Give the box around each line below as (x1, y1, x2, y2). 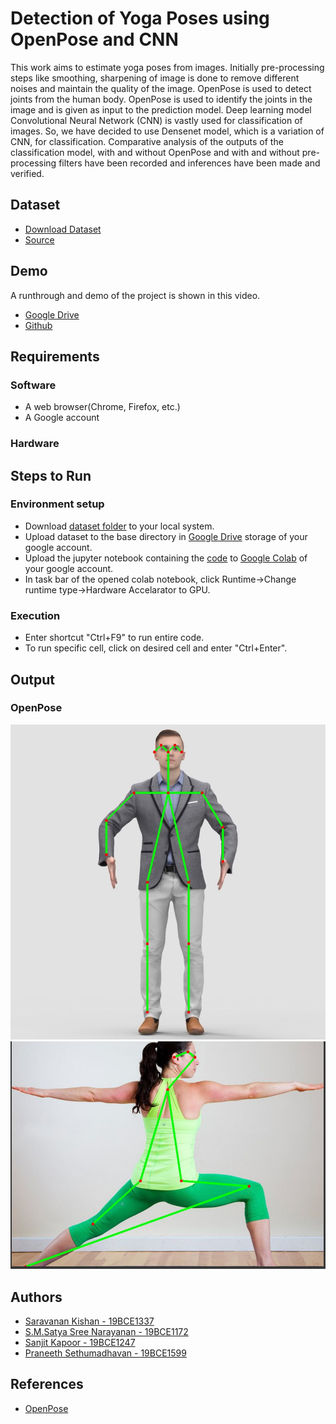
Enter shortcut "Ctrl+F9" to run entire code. (24, 632, 205, 644)
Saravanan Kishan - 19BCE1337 (24, 1315, 155, 1327)
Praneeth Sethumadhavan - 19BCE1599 (24, 1347, 187, 1359)
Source (24, 233, 55, 246)
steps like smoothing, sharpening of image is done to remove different (10, 72, 300, 84)
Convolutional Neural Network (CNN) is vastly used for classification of (10, 114, 303, 126)
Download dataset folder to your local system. (24, 520, 215, 532)
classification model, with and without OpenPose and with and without (10, 146, 300, 158)
